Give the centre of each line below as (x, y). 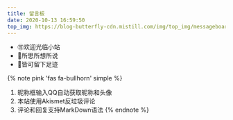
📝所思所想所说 (37, 55)
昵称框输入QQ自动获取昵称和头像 (64, 93)
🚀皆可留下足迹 (37, 65)
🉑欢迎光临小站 (38, 47)
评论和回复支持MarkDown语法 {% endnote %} (83, 110)
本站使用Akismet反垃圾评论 (56, 101)
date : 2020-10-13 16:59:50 (46, 20)
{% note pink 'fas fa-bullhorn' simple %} (65, 78)
